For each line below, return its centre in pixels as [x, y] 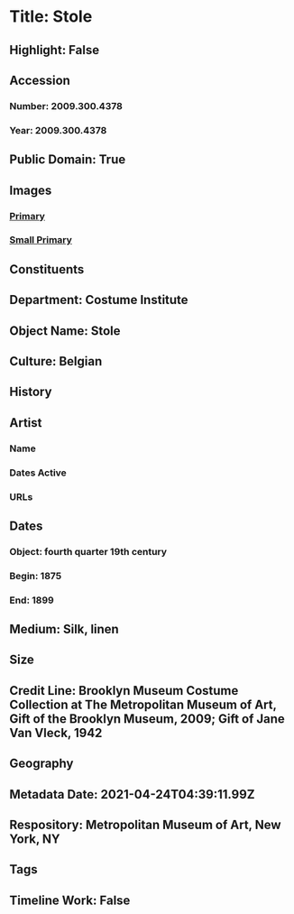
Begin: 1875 [36, 576]
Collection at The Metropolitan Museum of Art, [143, 704]
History [31, 392]
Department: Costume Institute [99, 300]
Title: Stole [51, 17]
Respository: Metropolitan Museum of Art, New [145, 825]
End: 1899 [32, 600]
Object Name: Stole [65, 331]
